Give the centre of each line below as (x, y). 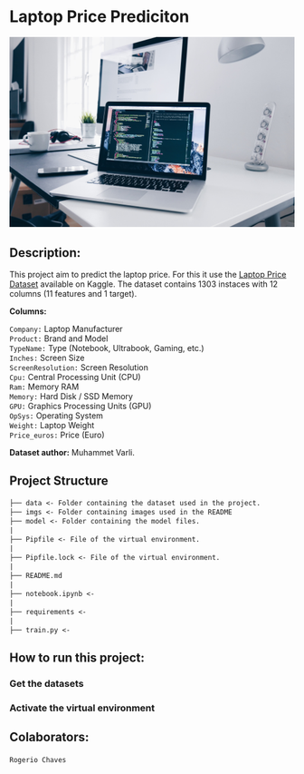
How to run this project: (77, 658)
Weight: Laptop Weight (52, 425)
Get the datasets (47, 684)
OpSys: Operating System (57, 416)
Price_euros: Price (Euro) (57, 435)
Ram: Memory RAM (44, 387)
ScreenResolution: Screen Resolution (79, 367)
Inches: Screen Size (47, 358)
